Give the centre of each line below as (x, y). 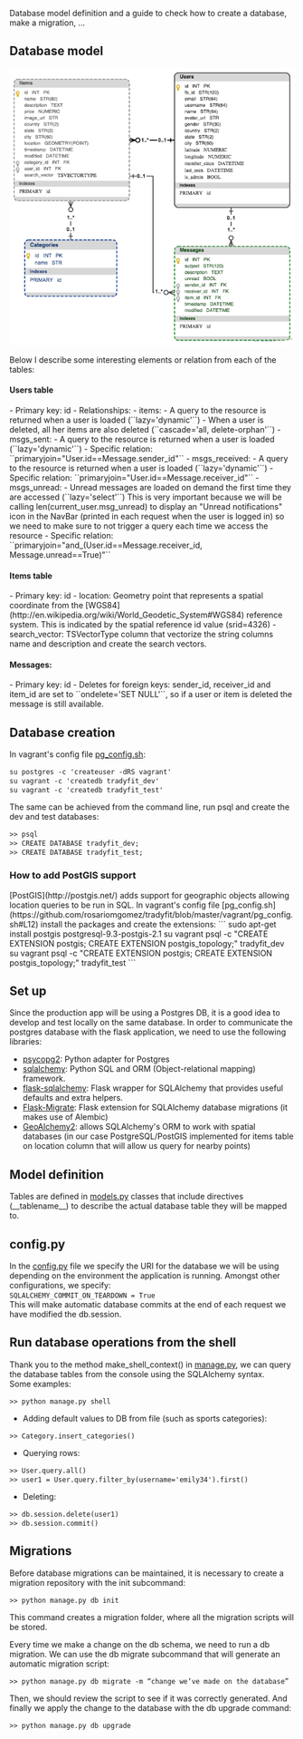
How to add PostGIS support (73, 876)
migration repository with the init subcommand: (98, 1582)
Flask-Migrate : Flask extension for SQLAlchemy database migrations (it (155, 1108)
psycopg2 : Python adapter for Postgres (96, 1059)
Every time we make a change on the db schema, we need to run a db (140, 1644)
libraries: (26, 1042)
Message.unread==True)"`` (60, 555)
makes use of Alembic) (65, 1117)
